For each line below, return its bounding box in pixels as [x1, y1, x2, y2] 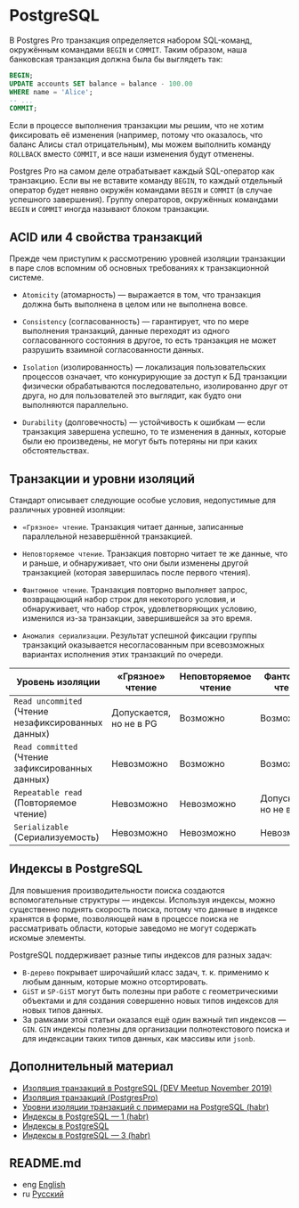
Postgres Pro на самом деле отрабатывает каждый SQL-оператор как [9, 166, 275, 176]
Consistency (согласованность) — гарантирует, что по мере [21, 316, 249, 327]
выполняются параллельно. [21, 400, 129, 411]
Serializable [13, 821, 69, 832]
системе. [9, 273, 44, 283]
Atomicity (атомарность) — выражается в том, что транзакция [21, 290, 261, 300]
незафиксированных [13, 716, 103, 729]
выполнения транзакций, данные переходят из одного [21, 326, 230, 337]
